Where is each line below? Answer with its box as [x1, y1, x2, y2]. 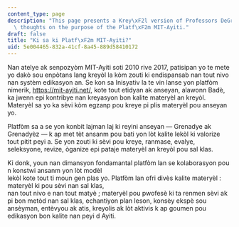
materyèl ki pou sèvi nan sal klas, [7, 181, 105, 189]
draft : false [7, 30, 46, 38]
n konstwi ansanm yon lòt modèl [7, 167, 102, 174]
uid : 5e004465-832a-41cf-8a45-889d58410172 [7, 43, 139, 51]
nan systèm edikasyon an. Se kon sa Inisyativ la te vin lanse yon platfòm [7, 78, 218, 86]
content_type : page [7, 10, 65, 18]
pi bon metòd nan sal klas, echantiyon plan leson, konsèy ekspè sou [7, 196, 207, 205]
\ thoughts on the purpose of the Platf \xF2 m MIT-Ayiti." [14, 23, 190, 31]
